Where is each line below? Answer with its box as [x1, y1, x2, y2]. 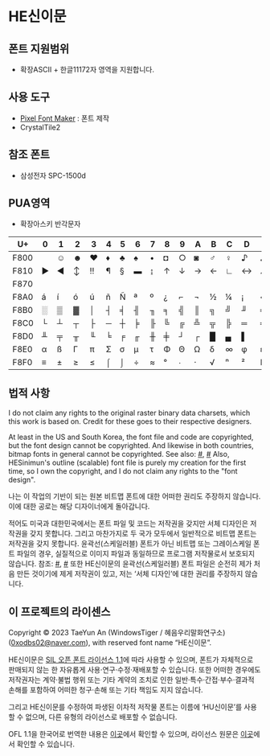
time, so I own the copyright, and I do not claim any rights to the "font [8, 466, 239, 476]
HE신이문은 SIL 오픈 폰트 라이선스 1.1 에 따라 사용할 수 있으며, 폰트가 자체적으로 [8, 655, 254, 664]
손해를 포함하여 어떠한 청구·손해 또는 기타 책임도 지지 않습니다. [8, 685, 203, 695]
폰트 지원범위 [8, 42, 70, 55]
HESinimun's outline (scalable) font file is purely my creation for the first [8, 458, 247, 467]
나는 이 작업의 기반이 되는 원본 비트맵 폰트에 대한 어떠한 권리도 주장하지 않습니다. [8, 491, 261, 501]
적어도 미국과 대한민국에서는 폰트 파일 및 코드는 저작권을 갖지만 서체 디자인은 [8, 519, 249, 528]
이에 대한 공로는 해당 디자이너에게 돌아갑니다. [8, 502, 150, 512]
